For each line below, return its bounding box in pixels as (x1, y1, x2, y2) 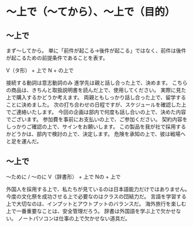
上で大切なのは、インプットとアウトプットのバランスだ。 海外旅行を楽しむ (6, 200, 187, 207)
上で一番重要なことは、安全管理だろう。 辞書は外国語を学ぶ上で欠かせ (6, 207, 177, 214)
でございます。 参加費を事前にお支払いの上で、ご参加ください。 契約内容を (6, 116, 188, 123)
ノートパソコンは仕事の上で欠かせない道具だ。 (17, 215, 130, 222)
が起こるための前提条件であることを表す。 (6, 54, 108, 61)
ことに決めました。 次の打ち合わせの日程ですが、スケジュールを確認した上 (6, 101, 187, 108)
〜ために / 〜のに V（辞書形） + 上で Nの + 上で (6, 173, 121, 180)
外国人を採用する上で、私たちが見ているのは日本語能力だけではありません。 (6, 185, 191, 192)
